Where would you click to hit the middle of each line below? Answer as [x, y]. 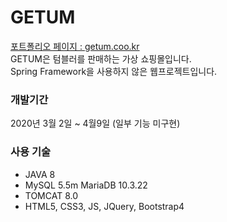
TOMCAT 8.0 [51, 195]
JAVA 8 [40, 174]
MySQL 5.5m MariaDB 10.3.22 [86, 185]
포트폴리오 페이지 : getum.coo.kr [75, 46]
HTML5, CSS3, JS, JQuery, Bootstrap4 [104, 206]
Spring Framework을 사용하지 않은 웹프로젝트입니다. [114, 71]
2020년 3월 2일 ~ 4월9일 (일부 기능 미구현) [95, 123]
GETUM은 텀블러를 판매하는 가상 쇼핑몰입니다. [101, 58]
